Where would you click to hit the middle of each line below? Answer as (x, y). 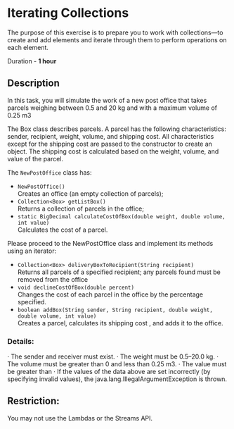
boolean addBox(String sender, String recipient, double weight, (115, 310)
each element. (28, 47)
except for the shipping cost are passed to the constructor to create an (110, 144)
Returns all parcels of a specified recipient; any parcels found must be (119, 272)
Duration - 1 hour (32, 61)
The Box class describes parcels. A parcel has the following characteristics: (117, 129)
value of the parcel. (35, 158)
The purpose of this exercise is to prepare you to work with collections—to (115, 32)
